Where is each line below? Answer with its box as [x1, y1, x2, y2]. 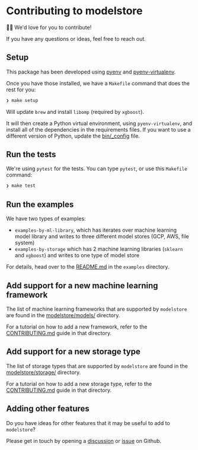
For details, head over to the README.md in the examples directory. [6, 263, 170, 270]
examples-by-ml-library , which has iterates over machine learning [14, 226, 177, 234]
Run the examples [6, 199, 74, 209]
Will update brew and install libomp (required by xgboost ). [6, 108, 144, 115]
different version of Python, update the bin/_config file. [6, 132, 140, 139]
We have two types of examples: [6, 215, 86, 222]
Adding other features [6, 404, 90, 414]
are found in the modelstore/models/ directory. [6, 311, 120, 318]
